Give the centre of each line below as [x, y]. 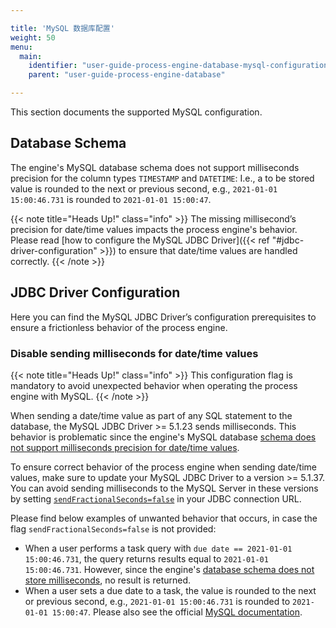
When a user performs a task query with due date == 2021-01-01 [158, 548]
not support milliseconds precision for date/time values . [125, 447]
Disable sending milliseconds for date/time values [134, 353]
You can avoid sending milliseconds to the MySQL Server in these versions [164, 488]
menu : [21, 47]
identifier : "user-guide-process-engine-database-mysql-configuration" [180, 66]
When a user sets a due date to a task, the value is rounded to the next [170, 590]
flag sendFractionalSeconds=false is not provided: [113, 528]
